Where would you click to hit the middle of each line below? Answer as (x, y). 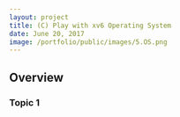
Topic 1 (24, 102)
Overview (37, 77)
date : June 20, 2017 (47, 33)
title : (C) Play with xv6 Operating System (90, 26)
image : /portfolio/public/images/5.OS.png (88, 42)
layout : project (39, 17)
